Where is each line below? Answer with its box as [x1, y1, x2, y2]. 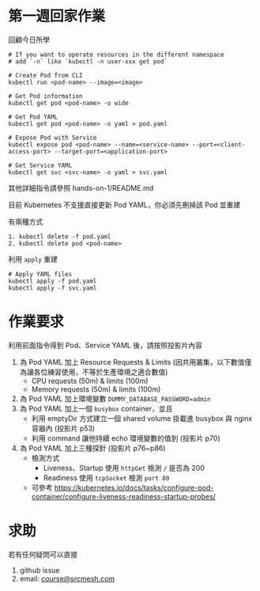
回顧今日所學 [8, 35, 50, 44]
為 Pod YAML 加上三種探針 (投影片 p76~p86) [19, 443, 166, 453]
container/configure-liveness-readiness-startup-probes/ [31, 491, 216, 501]
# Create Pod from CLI [8, 71, 83, 79]
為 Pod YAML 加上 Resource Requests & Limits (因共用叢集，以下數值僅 [19, 357, 252, 366]
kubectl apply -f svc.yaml [8, 284, 97, 292]
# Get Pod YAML [8, 112, 58, 121]
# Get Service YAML [8, 161, 73, 169]
